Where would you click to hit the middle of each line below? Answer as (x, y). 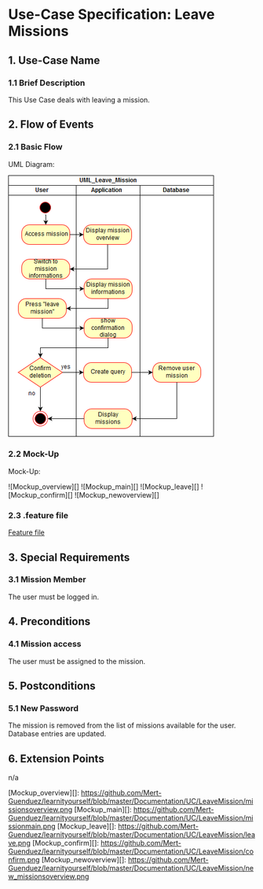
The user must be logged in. (54, 597)
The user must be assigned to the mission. (77, 661)
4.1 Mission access (45, 644)
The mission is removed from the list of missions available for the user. (122, 725)
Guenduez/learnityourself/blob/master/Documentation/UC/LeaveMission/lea (131, 835)
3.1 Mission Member (47, 580)
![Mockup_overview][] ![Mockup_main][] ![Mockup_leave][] (104, 487)
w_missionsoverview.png (49, 876)
